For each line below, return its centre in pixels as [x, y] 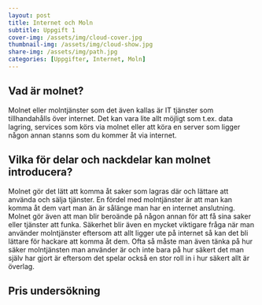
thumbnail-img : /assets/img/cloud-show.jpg [81, 45]
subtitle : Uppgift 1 [42, 30]
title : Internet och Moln [50, 23]
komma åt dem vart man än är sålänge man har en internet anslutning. [122, 208]
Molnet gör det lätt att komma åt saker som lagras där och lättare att [118, 191]
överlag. [22, 266]
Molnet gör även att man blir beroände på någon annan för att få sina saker [130, 216]
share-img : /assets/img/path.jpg [63, 52]
